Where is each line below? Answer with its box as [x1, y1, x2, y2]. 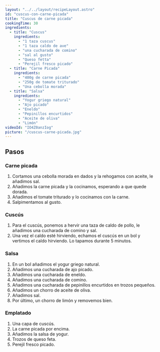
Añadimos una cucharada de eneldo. [12, 272, 86, 277]
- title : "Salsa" [9, 89, 45, 94]
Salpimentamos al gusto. [12, 199, 62, 205]
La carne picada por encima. [12, 326, 70, 332]
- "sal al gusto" [18, 52, 54, 58]
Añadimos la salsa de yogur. [12, 331, 69, 337]
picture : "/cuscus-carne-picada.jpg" [5, 130, 82, 135]
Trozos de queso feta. [12, 336, 57, 342]
